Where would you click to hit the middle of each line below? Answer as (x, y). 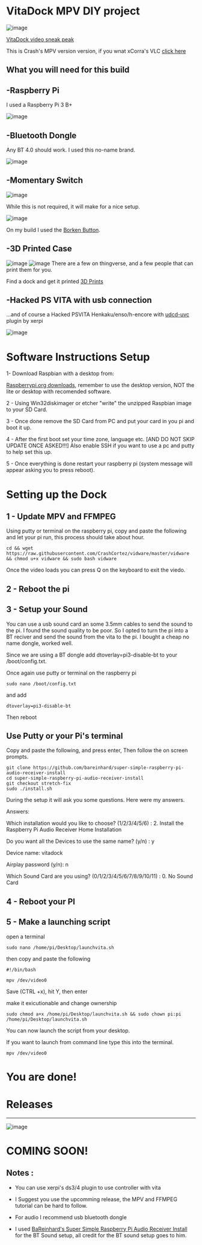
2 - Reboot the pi (38, 589)
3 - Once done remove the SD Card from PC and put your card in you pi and (100, 421)
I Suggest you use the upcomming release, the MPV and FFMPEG (96, 1199)
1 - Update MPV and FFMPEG (61, 516)
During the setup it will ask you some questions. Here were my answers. (96, 800)
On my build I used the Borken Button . (53, 230)
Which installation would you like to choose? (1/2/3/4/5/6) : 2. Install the (95, 823)
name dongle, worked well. (40, 643)
